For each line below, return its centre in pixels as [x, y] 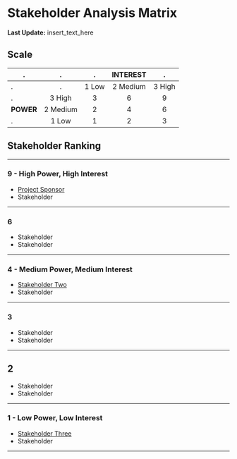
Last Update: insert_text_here [50, 32]
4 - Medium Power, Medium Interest [70, 269]
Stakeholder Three [44, 433]
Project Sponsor [41, 189]
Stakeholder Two [42, 285]
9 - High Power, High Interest [57, 174]
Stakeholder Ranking [54, 146]
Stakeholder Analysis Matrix [92, 13]
